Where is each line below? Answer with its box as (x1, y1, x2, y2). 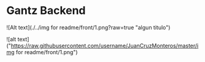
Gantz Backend (6, 4, 86, 18)
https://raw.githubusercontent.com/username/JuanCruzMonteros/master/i (10, 42, 199, 49)
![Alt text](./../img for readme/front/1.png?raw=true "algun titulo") (6, 24, 171, 31)
